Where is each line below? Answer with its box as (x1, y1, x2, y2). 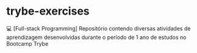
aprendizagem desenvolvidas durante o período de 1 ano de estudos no (6, 34, 187, 41)
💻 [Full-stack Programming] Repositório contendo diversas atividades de (6, 24, 191, 32)
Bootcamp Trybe (6, 40, 49, 47)
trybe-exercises (6, 4, 90, 18)
